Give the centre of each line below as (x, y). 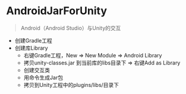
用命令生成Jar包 (43, 77)
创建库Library (31, 48)
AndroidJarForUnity (57, 11)
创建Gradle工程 (33, 40)
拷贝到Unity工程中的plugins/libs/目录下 (71, 85)
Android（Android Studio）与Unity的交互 (71, 28)
